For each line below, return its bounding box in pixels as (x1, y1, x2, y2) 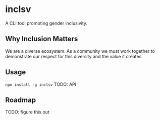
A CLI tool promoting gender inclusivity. (5, 20, 87, 26)
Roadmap (5, 95, 36, 104)
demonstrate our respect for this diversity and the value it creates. (5, 53, 143, 59)
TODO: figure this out (5, 109, 49, 115)
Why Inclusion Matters (5, 35, 78, 43)
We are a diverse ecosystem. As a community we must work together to (5, 48, 155, 54)
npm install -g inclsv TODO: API (5, 81, 77, 87)
